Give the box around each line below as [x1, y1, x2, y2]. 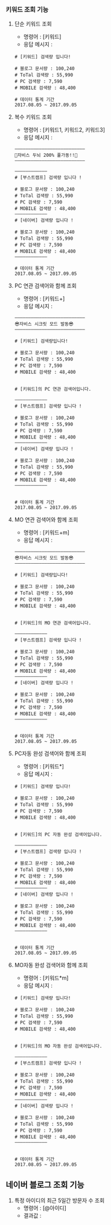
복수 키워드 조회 [14, 113, 52, 121]
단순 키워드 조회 [14, 20, 52, 28]
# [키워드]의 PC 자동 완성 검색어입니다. [14, 831, 103, 838]
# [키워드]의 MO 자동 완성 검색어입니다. [14, 1043, 103, 1049]
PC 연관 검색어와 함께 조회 [14, 282, 77, 289]
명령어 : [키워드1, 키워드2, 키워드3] [23, 126, 106, 134]
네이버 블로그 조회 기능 [5, 1180, 85, 1190]
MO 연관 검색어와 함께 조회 [14, 516, 78, 523]
